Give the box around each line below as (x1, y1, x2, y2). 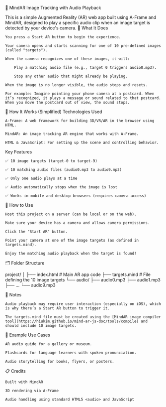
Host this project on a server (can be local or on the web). (5, 212, 137, 217)
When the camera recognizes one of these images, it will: (5, 56, 130, 61)
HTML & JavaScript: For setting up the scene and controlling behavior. (5, 140, 159, 145)
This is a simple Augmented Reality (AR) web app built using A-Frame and (5, 14, 157, 20)
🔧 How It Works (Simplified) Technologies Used (5, 109, 102, 115)
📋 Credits (5, 368, 26, 374)
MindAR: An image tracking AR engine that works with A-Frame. (5, 132, 139, 136)
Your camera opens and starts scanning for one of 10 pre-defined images (5, 43, 162, 48)
